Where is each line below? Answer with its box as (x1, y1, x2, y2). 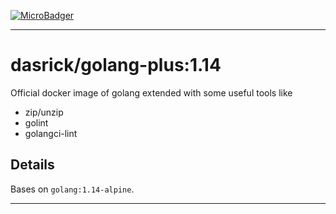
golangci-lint (24, 127, 78, 139)
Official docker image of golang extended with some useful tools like (10, 86, 293, 99)
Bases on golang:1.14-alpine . (10, 183, 135, 195)
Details (10, 156, 55, 174)
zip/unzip (24, 106, 64, 118)
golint (24, 116, 49, 129)
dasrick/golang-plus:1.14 (10, 54, 222, 77)
